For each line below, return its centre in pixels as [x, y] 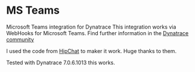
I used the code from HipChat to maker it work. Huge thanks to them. [91, 51]
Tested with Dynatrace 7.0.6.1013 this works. [61, 62]
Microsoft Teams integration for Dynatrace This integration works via [91, 27]
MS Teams [33, 10]
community [20, 39]
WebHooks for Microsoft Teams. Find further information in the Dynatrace [97, 33]
